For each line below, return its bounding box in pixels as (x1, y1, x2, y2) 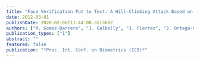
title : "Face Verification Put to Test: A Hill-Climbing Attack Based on (6, 8, 193, 15)
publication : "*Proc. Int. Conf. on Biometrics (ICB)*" (6, 47, 148, 53)
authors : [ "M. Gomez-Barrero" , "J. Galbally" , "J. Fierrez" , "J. (6, 25, 171, 31)
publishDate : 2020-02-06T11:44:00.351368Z (6, 19, 113, 25)
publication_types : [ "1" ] (6, 31, 70, 37)
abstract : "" (6, 36, 39, 42)
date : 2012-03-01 (6, 14, 49, 20)
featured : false (6, 42, 46, 48)
